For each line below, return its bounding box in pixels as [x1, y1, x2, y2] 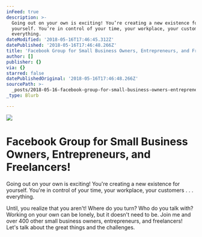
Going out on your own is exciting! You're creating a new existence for [6, 180, 180, 187]
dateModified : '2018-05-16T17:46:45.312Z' [6, 37, 114, 43]
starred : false [6, 70, 44, 76]
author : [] [6, 53, 34, 59]
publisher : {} [6, 59, 42, 65]
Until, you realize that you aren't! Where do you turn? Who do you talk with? [6, 205, 194, 212]
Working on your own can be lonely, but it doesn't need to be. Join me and [6, 211, 191, 218]
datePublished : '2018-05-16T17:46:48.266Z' [6, 43, 117, 49]
